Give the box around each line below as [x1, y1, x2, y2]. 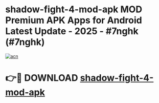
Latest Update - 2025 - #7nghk [5, 26, 139, 37]
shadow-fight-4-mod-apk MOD [5, 4, 142, 15]
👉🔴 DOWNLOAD [5, 72, 78, 84]
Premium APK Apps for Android [5, 14, 142, 26]
